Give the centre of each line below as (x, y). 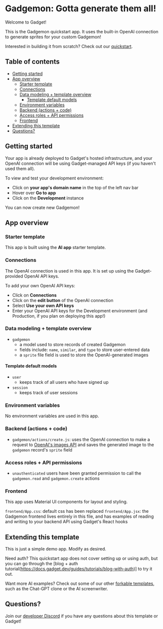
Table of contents (32, 62)
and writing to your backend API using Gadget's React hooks (67, 522)
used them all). (20, 168)
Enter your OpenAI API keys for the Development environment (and (80, 311)
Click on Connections (35, 295)
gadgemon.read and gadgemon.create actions (56, 478)
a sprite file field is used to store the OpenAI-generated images (84, 355)
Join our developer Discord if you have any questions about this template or (81, 616)
